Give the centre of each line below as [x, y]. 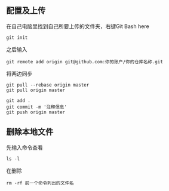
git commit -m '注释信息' [37, 107]
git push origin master [36, 112]
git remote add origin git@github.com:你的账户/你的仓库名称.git [84, 61]
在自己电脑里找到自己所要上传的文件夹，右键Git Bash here [78, 26]
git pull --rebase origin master [48, 85]
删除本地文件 [30, 132]
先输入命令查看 [24, 147]
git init [17, 38]
